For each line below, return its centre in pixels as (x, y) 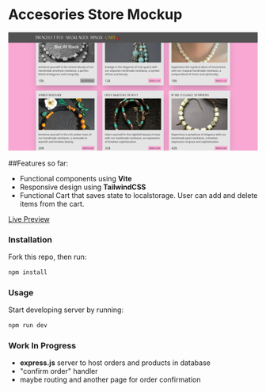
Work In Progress (42, 345)
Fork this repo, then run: (47, 257)
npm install (28, 272)
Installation (30, 239)
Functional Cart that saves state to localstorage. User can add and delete (139, 195)
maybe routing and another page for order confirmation (110, 380)
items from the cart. (52, 204)
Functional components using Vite (76, 178)
